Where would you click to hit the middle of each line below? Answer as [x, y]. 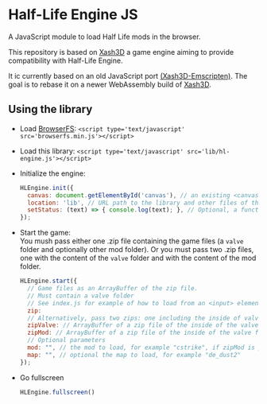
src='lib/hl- [208, 151]
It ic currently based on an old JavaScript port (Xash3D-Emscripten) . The [128, 76]
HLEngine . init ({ [46, 188]
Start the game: [45, 233]
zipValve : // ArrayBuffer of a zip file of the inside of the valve [143, 325]
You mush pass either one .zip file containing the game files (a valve [132, 241]
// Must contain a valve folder [81, 296]
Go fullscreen [42, 377]
